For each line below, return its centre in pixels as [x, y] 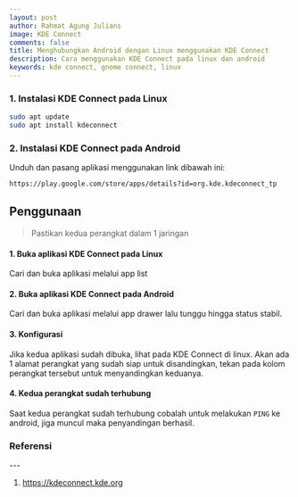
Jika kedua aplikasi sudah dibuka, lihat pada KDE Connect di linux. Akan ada [149, 354]
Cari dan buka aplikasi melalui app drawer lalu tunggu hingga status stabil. [146, 314]
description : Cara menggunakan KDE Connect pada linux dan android [137, 59]
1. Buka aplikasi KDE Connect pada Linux [86, 253]
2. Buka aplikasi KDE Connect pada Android [91, 294]
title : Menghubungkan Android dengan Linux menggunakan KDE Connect [139, 51]
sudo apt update [39, 117]
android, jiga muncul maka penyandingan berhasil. [102, 422]
